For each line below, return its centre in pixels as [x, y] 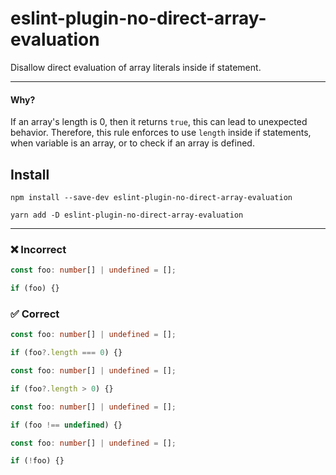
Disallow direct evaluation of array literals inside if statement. [136, 67]
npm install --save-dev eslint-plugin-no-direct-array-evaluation [151, 197]
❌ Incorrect [38, 249]
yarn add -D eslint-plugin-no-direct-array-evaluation [127, 215]
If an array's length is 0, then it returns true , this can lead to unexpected [159, 122]
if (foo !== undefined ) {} [66, 425]
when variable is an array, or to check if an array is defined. [132, 143]
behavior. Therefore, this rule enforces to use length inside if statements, [161, 133]
